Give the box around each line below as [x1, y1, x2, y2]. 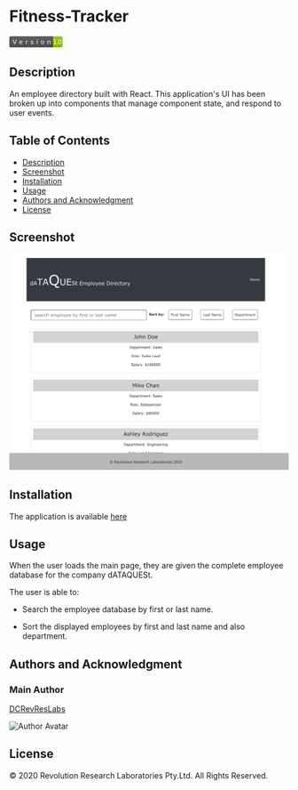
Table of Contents [9, 133, 111, 149]
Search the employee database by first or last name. [21, 604, 214, 615]
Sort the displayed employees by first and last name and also [21, 621, 246, 633]
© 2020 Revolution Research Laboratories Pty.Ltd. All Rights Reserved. [9, 770, 269, 780]
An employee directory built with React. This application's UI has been [9, 88, 266, 99]
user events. [9, 107, 55, 117]
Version [12, 37, 51, 46]
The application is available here [9, 511, 128, 521]
